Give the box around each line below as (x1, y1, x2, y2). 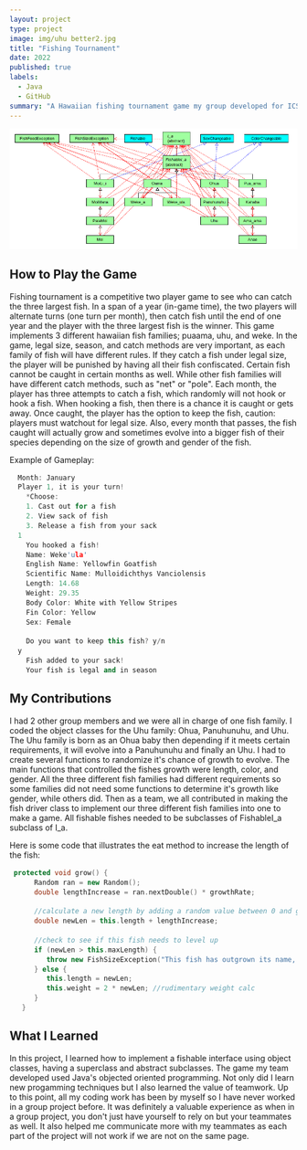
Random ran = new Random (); (33, 878, 142, 887)
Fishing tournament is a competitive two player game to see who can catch (9, 290, 292, 301)
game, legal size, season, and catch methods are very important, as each (9, 339, 286, 351)
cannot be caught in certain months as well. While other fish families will (9, 368, 281, 379)
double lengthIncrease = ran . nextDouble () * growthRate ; (33, 887, 256, 897)
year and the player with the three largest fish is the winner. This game (9, 320, 275, 331)
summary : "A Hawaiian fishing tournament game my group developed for (9, 101, 284, 111)
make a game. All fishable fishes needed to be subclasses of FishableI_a (9, 812, 282, 823)
